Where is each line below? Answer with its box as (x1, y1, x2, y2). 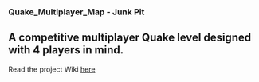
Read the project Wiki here (8, 64, 96, 74)
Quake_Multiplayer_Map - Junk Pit (8, 6, 145, 18)
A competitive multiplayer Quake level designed (8, 31, 252, 45)
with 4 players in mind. (8, 43, 124, 57)
